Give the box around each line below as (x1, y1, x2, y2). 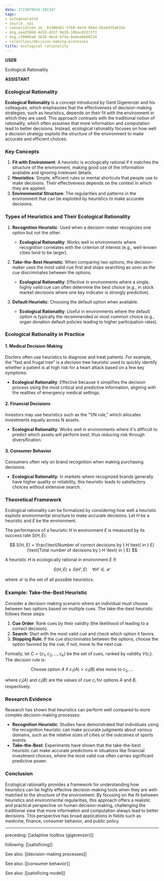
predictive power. (12, 758, 47, 764)
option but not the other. (12, 229, 61, 235)
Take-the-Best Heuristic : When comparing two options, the (12, 259, 133, 265)
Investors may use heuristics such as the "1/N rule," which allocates (5, 411, 141, 417)
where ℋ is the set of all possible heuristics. (5, 577, 94, 582)
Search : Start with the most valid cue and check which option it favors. (12, 630, 155, 636)
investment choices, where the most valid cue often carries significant (12, 753, 154, 759)
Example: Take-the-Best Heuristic (5, 589, 88, 596)
